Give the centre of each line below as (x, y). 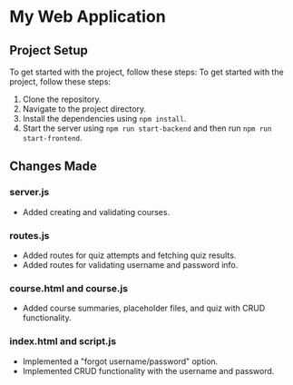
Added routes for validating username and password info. (130, 264)
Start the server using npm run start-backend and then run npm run (147, 128)
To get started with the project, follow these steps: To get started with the (146, 72)
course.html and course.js (69, 288)
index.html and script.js (63, 341)
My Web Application (88, 17)
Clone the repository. (62, 99)
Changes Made (53, 167)
